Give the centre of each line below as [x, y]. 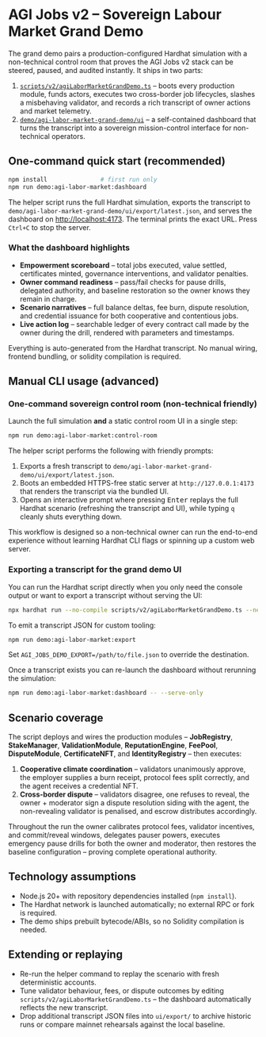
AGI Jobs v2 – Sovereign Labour [115, 15]
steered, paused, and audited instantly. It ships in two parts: [106, 70]
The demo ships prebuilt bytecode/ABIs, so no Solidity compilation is [132, 921]
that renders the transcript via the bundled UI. [94, 492]
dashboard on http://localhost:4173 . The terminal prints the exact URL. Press [133, 219]
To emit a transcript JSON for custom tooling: [82, 625]
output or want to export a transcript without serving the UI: [105, 595]
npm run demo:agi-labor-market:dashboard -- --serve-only [106, 693]
